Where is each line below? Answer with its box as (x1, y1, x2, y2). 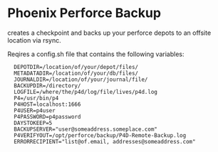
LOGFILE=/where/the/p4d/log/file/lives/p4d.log (14, 88, 158, 95)
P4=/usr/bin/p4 (14, 94, 59, 102)
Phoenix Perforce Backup (7, 5, 162, 21)
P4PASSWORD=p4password (14, 113, 81, 120)
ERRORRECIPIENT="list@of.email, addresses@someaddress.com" (14, 138, 196, 145)
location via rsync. (7, 36, 62, 44)
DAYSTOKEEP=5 (14, 119, 53, 126)
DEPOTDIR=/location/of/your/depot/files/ (14, 63, 139, 70)
